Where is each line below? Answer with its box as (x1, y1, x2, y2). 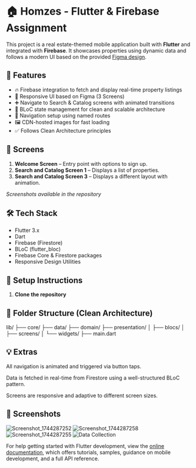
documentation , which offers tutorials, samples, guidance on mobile (6, 449, 171, 456)
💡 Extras (6, 347, 38, 357)
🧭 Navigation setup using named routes (14, 112, 111, 119)
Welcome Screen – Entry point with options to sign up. (14, 160, 148, 167)
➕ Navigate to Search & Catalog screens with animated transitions (14, 99, 175, 106)
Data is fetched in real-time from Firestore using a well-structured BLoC (6, 374, 180, 381)
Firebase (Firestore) (14, 240, 63, 247)
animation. (14, 179, 41, 186)
